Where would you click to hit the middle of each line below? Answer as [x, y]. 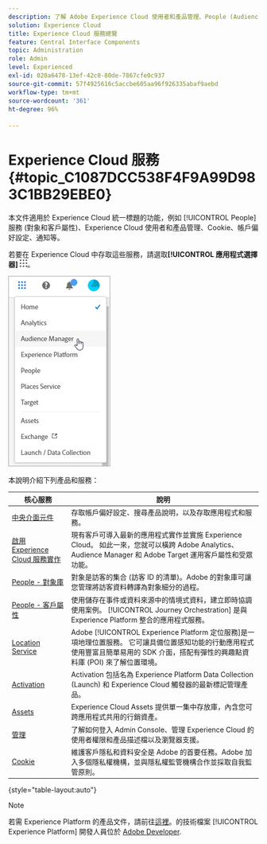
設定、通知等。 [39, 238]
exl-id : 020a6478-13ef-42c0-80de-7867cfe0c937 [87, 76]
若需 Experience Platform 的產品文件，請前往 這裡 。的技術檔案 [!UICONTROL [133, 822]
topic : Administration [46, 51]
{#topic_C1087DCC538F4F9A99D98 [132, 178]
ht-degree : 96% [33, 109]
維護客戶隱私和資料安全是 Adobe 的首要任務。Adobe [157, 752]
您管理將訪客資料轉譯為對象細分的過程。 [137, 587]
